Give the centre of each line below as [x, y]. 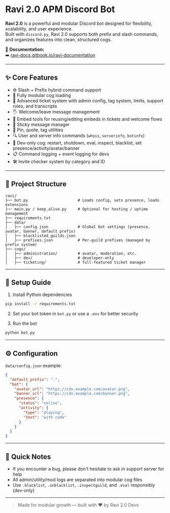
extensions [17, 205]
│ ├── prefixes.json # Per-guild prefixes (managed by [78, 240]
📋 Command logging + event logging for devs [61, 154]
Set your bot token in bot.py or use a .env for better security [75, 314]
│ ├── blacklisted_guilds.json [40, 236]
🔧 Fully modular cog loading [42, 95]
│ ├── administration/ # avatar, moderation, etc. [71, 253]
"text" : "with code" [45, 417]
